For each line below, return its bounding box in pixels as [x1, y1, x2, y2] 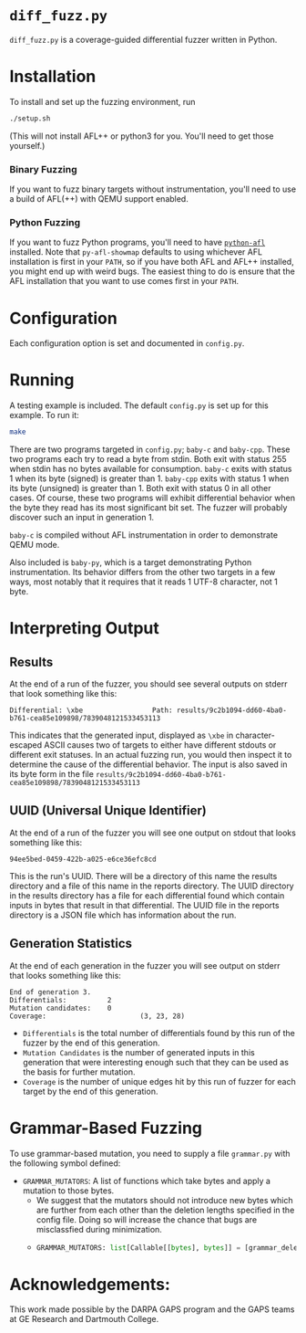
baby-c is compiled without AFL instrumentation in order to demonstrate [9, 530, 279, 541]
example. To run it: [9, 410, 79, 421]
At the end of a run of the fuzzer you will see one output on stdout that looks [9, 827, 296, 838]
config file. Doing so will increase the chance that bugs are [36, 1213, 258, 1225]
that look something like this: [9, 688, 117, 699]
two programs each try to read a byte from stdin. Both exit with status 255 [9, 454, 287, 465]
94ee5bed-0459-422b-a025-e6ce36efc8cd [9, 855, 157, 864]
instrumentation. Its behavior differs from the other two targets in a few [9, 567, 276, 578]
